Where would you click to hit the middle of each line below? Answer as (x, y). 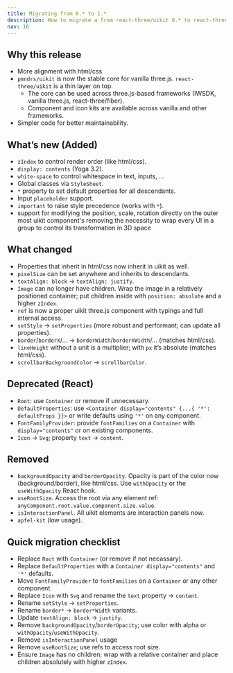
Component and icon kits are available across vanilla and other (117, 108)
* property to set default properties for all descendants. (96, 191)
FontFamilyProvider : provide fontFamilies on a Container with (106, 423)
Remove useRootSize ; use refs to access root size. (89, 647)
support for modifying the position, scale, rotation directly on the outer (118, 213)
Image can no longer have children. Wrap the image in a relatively (110, 288)
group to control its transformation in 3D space (84, 228)
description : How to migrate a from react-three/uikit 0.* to (99, 20)
